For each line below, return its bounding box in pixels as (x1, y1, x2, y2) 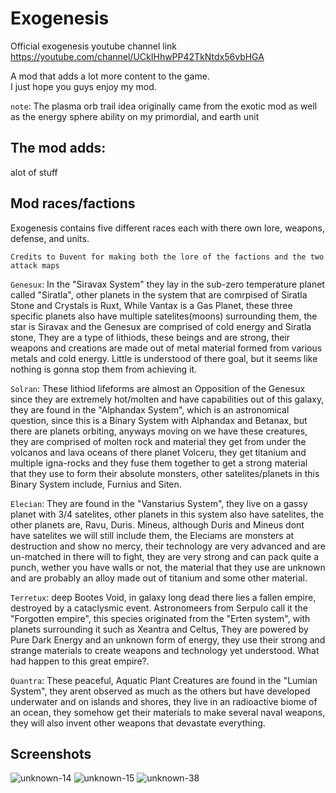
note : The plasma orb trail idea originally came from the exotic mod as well (10, 100, 318, 112)
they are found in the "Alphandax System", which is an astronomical (10, 403, 290, 416)
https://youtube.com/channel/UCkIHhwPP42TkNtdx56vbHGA (10, 50, 265, 62)
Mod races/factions (10, 195, 136, 212)
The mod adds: (10, 140, 107, 157)
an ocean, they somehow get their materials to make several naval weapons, (10, 706, 326, 718)
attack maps (10, 260, 60, 271)
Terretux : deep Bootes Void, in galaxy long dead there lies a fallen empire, (10, 591, 317, 603)
